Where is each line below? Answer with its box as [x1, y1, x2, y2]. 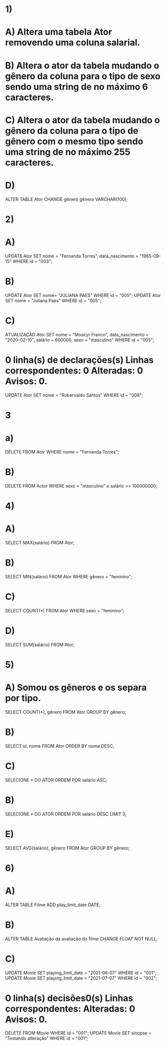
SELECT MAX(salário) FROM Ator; [5, 539, 75, 545]
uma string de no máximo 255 [5, 146, 131, 158]
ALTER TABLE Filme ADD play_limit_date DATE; [5, 902, 101, 908]
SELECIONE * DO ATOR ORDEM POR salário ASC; [5, 777, 107, 783]
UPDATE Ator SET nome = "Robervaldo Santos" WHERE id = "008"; [5, 392, 143, 398]
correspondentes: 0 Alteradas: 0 [5, 365, 143, 376]
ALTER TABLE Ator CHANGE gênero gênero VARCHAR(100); [5, 196, 128, 202]
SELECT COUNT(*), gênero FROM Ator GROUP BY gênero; [5, 709, 126, 715]
